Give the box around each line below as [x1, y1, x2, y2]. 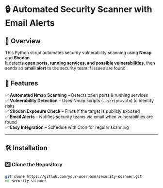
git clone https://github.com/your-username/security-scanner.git [5, 174, 142, 179]
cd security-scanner [5, 178, 47, 184]
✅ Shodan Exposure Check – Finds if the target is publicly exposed [5, 108, 140, 114]
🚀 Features [5, 79, 38, 87]
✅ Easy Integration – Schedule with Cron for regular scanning [5, 124, 129, 130]
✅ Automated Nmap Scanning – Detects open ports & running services [5, 92, 148, 98]
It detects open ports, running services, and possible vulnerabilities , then [5, 60, 155, 66]
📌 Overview [5, 37, 41, 45]
